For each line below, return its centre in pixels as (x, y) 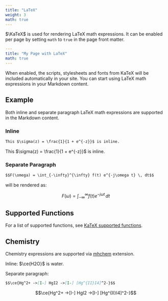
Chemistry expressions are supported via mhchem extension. (70, 254)
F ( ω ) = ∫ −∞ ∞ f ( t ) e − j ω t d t (86, 196)
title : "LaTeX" (21, 10)
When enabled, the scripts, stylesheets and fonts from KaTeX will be (77, 73)
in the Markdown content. (32, 118)
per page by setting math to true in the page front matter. (65, 39)
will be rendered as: (26, 185)
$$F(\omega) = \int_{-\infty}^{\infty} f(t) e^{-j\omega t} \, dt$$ (80, 175)
